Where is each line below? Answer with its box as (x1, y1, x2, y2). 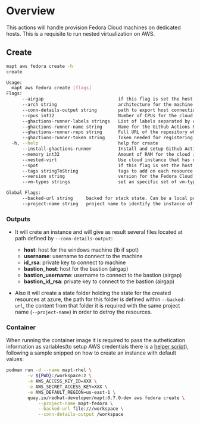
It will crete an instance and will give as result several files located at (14, 228, 183, 236)
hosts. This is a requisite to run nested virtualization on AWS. (6, 30, 155, 37)
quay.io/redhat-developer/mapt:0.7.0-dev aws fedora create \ (27, 394, 185, 401)
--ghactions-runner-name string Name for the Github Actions (21, 124, 190, 130)
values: (6, 356, 24, 363)
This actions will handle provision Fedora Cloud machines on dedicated (6, 24, 182, 31)
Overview (6, 4, 55, 18)
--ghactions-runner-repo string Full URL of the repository (21, 129, 187, 135)
